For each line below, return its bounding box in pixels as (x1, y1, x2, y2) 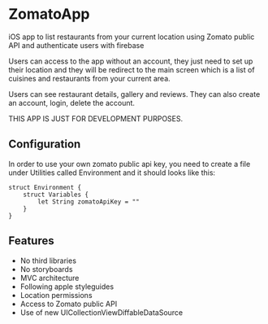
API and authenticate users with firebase (8, 40, 145, 50)
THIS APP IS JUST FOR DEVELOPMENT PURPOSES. (8, 113, 184, 123)
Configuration (8, 138, 81, 151)
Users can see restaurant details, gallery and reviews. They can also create (8, 89, 261, 99)
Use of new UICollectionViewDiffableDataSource (19, 307, 184, 317)
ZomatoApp (8, 5, 90, 24)
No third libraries (19, 256, 77, 265)
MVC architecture (19, 273, 80, 282)
